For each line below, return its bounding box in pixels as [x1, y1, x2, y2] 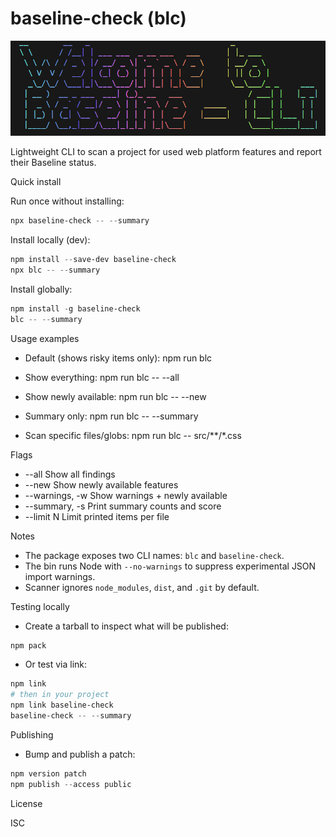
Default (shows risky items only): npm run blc [24, 352, 213, 364]
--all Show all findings [24, 468, 116, 480]
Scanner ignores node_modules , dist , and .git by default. [24, 581, 260, 593]
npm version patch [10, 768, 87, 779]
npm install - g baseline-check [10, 303, 141, 314]
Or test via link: [24, 658, 88, 671]
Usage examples [10, 332, 80, 344]
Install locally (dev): [10, 234, 91, 246]
